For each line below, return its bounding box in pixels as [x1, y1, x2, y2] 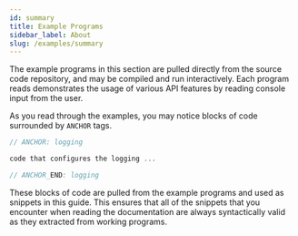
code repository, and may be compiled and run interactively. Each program [9, 74, 289, 85]
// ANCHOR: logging [9, 138, 84, 147]
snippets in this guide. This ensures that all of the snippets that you [9, 197, 261, 208]
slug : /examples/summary [9, 38, 104, 48]
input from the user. [9, 93, 84, 104]
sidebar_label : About [9, 30, 92, 39]
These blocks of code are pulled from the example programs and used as [9, 187, 284, 198]
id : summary [9, 13, 55, 23]
